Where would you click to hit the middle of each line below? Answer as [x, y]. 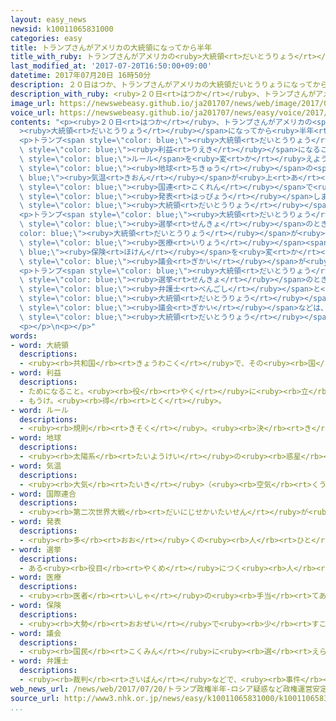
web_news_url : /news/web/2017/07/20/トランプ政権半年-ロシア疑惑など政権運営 [161, 689]
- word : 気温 [36, 466]
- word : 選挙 [36, 549]
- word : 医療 [36, 577]
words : [24, 336]
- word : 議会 [36, 633]
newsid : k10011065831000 [62, 29]
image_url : [33, 103]
